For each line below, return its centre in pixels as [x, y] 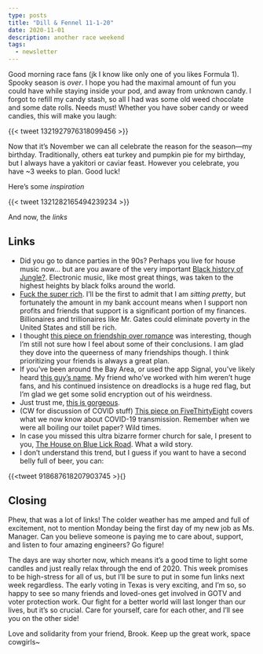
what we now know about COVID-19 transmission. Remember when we [134, 419]
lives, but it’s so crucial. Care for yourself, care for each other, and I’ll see [126, 610]
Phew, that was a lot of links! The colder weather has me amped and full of [129, 520]
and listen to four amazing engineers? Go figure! [86, 544]
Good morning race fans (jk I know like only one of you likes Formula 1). [124, 74]
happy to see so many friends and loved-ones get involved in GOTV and [125, 593]
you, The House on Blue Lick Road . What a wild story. [106, 444]
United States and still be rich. [68, 327]
